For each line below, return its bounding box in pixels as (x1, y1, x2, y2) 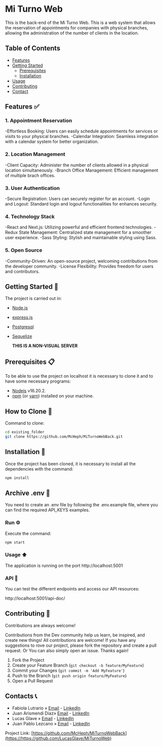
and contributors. (5, 268, 40, 274)
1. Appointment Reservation (5, 117, 72, 124)
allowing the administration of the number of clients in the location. (5, 30, 139, 36)
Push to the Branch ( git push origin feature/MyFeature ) (12, 673, 127, 678)
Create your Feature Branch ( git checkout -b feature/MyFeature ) (12, 662, 145, 668)
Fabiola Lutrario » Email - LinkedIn (12, 705, 81, 711)
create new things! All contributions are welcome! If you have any (5, 637, 136, 643)
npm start (5, 540, 25, 545)
